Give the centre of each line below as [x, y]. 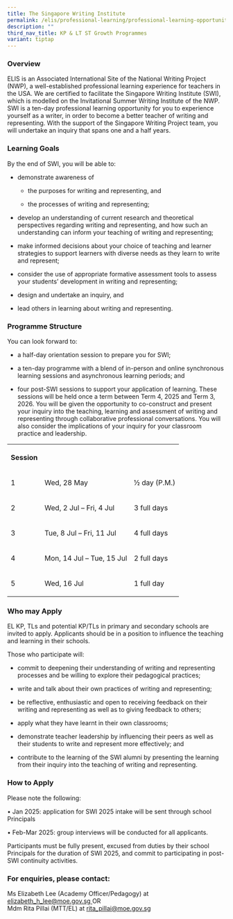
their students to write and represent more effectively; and [101, 744]
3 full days [151, 508]
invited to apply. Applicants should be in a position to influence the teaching [115, 634]
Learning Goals [34, 149]
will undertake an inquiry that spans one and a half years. [89, 131]
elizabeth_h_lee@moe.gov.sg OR [54, 901]
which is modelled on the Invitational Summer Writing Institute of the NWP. [114, 101]
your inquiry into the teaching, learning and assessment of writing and [118, 411]
